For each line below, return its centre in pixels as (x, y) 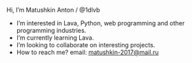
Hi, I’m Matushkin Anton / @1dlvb (53, 10)
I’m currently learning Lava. (55, 38)
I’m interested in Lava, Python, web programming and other (100, 23)
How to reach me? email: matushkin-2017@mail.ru (87, 52)
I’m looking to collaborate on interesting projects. (86, 45)
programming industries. (51, 30)
